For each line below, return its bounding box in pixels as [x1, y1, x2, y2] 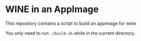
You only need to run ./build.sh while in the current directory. [5, 30, 135, 36]
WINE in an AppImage [5, 4, 99, 15]
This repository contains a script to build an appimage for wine [5, 20, 136, 26]
